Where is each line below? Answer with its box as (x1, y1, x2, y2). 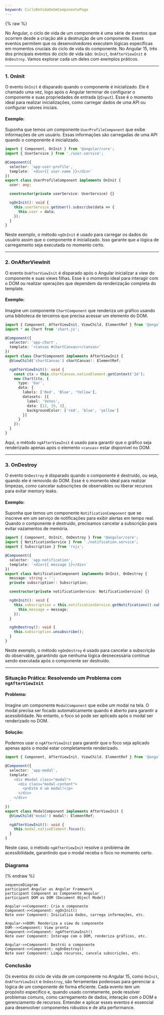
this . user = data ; (18, 209, 56, 214)
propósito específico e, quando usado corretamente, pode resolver (5, 989, 140, 994)
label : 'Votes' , (26, 399, 60, 403)
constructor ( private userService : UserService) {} (9, 191, 115, 196)
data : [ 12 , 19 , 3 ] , (26, 403, 67, 408)
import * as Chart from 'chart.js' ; (5, 327, 80, 332)
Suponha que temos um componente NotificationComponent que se (5, 510, 142, 516)
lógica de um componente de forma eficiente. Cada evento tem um (5, 984, 140, 990)
